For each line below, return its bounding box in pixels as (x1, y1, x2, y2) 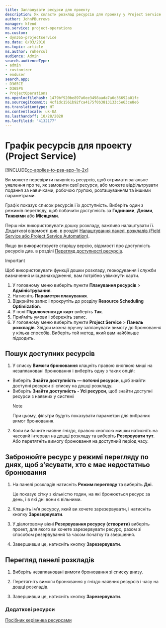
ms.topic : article (5, 44, 43, 49)
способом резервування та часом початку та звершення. (12, 531, 136, 538)
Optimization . (12, 303, 41, 309)
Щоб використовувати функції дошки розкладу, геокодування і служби (5, 267, 157, 273)
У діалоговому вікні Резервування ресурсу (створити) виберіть (12, 521, 150, 527)
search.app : (5, 77, 30, 82)
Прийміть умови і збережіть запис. (12, 314, 87, 320)
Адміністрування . (12, 287, 52, 293)
